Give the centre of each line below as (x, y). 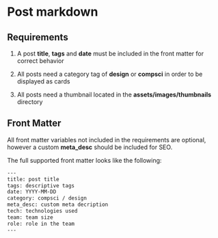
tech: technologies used (42, 211)
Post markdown (53, 12)
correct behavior (40, 61)
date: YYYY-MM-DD (32, 192)
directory (30, 102)
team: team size (30, 217)
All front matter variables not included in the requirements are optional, (107, 140)
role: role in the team (41, 224)
